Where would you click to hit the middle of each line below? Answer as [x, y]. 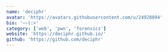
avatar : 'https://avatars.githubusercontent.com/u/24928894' [85, 17]
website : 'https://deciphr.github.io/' [56, 34]
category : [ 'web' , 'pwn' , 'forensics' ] [56, 28]
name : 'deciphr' [26, 12]
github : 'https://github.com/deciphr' [55, 39]
